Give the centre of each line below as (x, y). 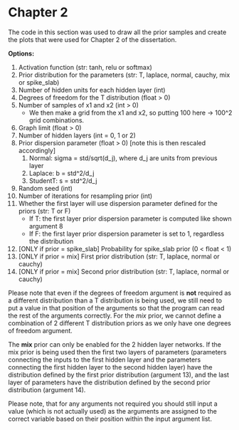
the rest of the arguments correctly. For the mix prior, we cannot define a (115, 315)
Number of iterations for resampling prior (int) (85, 196)
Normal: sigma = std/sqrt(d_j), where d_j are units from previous (123, 158)
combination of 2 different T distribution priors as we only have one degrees (120, 323)
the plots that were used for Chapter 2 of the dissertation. (92, 39)
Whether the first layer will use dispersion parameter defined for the (118, 203)
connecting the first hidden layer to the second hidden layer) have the (110, 367)
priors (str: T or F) (44, 211)
